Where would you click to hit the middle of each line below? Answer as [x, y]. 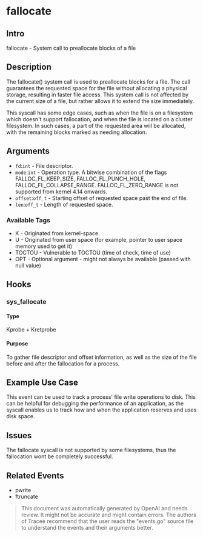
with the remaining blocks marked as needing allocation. [77, 132]
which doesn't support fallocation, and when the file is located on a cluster [99, 119]
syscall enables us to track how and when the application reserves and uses [101, 410]
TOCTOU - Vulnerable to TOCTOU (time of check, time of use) [93, 252]
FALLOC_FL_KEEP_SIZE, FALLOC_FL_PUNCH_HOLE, [80, 178]
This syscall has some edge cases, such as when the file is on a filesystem [100, 113]
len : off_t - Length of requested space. [64, 204]
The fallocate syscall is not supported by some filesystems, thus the [91, 450]
